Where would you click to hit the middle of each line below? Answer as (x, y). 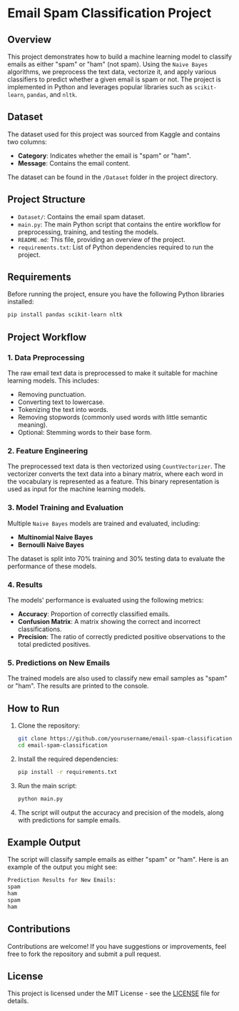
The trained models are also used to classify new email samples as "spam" (118, 678)
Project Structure (46, 200)
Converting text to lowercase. (61, 402)
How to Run (34, 708)
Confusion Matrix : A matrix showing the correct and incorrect (109, 621)
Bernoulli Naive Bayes (51, 545)
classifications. (40, 629)
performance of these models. (52, 566)
